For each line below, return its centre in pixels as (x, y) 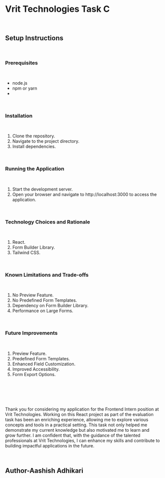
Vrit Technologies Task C (57, 9)
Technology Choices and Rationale (48, 222)
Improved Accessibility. (36, 369)
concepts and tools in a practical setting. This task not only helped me (76, 425)
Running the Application (35, 169)
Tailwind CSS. (26, 253)
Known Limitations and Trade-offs (47, 275)
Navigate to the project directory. (46, 141)
